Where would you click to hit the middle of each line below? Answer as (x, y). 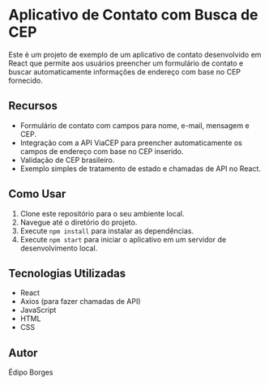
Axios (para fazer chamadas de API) (80, 302)
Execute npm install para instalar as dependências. (107, 231)
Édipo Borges (31, 372)
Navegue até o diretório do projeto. (79, 222)
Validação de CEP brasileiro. (67, 160)
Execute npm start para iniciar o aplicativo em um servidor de (123, 239)
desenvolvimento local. (59, 248)
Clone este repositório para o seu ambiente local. (102, 213)
